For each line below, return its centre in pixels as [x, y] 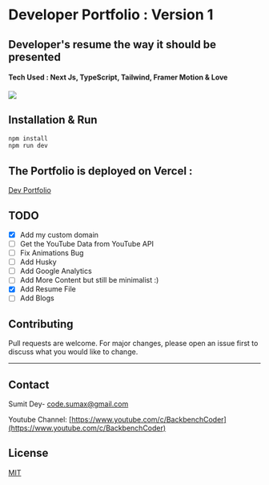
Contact [29, 384]
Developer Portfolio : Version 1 [111, 15]
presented [35, 57]
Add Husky [38, 262]
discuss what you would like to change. [73, 352]
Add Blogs [37, 298]
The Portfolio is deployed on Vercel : [100, 171]
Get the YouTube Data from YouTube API [87, 244]
